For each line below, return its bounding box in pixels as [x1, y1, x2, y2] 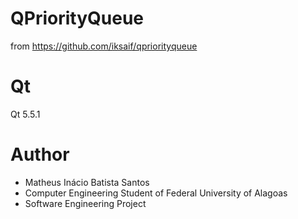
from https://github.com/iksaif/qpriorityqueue [10, 40, 198, 52]
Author [10, 143, 70, 166]
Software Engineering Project [24, 197, 147, 209]
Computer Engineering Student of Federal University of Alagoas [24, 187, 288, 199]
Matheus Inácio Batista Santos [24, 176, 150, 188]
